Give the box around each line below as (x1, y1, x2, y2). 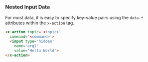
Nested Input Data (5, 3, 50, 10)
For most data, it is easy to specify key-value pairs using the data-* (5, 15, 144, 21)
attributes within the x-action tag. (5, 20, 75, 26)
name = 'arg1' (14, 43, 39, 48)
